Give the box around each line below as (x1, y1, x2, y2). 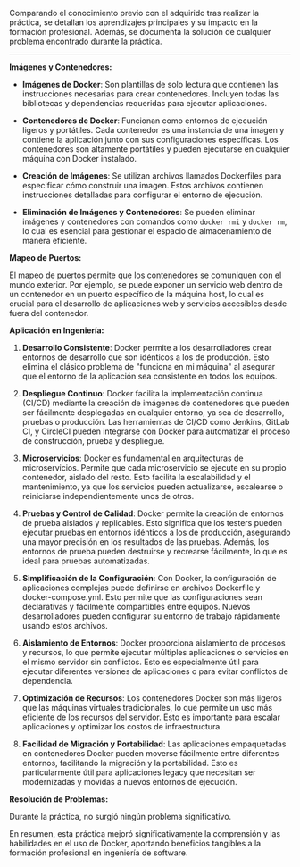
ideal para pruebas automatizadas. (21, 555, 150, 566)
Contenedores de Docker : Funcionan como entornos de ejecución (21, 115, 268, 126)
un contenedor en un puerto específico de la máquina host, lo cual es (9, 289, 265, 299)
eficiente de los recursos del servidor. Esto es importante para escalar (21, 712, 281, 722)
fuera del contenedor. (9, 308, 89, 318)
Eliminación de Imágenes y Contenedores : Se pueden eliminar (21, 207, 256, 217)
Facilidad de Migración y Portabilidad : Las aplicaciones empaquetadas (21, 738, 287, 749)
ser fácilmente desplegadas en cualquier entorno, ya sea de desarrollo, (21, 407, 285, 418)
